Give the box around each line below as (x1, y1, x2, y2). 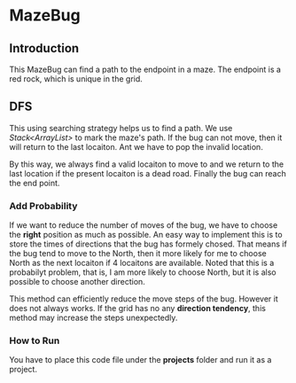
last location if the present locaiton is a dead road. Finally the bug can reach (9, 168, 286, 178)
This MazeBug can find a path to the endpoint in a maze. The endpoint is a (9, 64, 282, 74)
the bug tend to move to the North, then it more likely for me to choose (9, 248, 268, 259)
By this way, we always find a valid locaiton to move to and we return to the (9, 159, 284, 169)
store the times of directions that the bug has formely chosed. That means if (9, 238, 288, 249)
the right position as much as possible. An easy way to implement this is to (9, 230, 283, 240)
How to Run (9, 334, 60, 347)
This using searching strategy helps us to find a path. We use (9, 122, 233, 133)
